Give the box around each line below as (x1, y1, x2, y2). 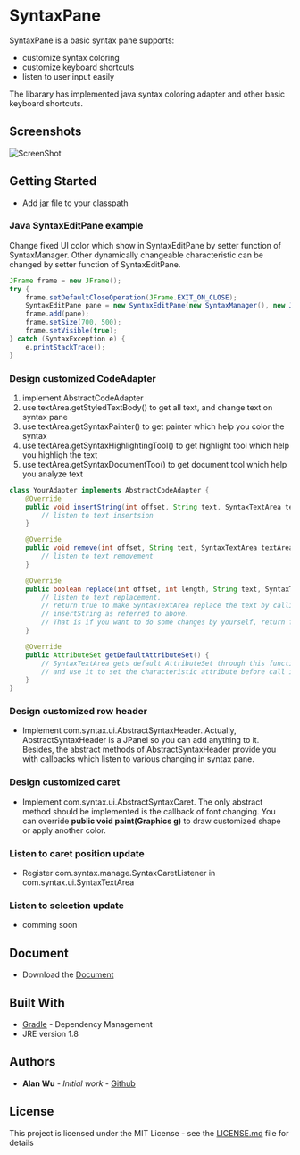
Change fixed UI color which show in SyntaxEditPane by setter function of (9, 240, 281, 250)
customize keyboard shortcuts (21, 62, 135, 72)
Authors (9, 1054, 56, 1069)
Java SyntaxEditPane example (9, 220, 144, 232)
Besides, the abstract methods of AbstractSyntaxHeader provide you (21, 744, 277, 755)
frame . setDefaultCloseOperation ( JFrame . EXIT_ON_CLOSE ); (25, 292, 238, 302)
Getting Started (9, 173, 97, 189)
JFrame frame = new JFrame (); (9, 276, 122, 285)
